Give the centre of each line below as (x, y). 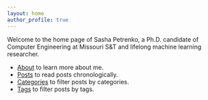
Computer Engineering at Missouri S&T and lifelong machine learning (104, 47)
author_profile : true (38, 20)
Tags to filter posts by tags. (55, 89)
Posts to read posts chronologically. (67, 74)
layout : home (26, 13)
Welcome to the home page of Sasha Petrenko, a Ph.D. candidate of (103, 39)
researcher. (23, 54)
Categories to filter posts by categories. (73, 82)
